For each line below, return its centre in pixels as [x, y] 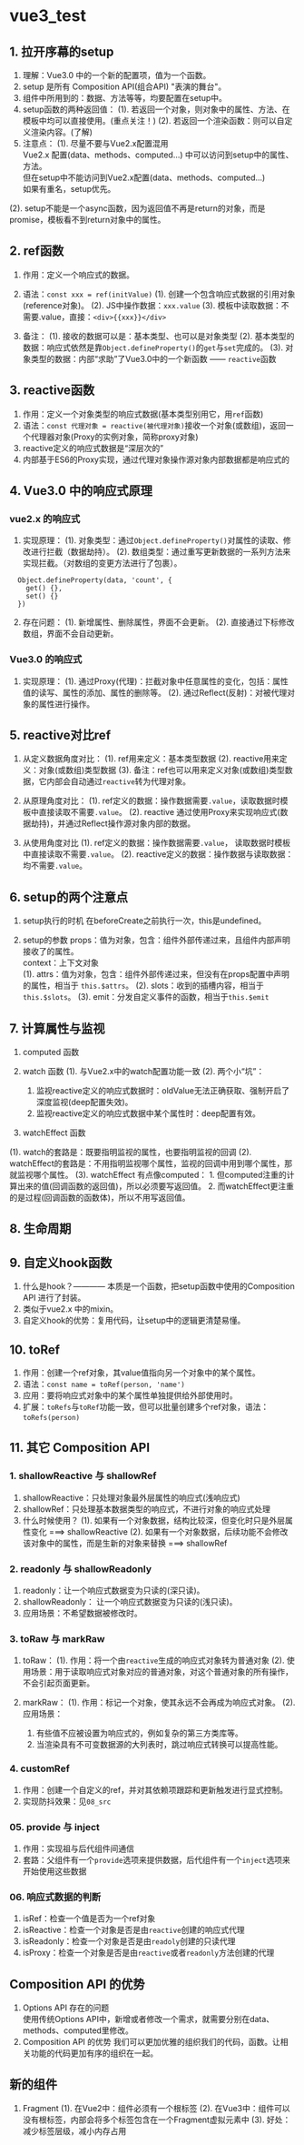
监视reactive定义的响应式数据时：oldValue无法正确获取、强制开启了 [163, 1091]
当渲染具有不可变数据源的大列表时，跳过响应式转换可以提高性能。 [159, 1745]
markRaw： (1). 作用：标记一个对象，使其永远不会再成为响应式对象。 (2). [159, 1703]
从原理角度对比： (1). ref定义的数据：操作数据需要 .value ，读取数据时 [151, 801]
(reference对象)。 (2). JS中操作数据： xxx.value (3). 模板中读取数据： [152, 305]
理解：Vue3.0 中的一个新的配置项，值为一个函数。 [117, 75]
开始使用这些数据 [54, 1871]
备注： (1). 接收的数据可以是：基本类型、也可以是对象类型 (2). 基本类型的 [158, 336]
